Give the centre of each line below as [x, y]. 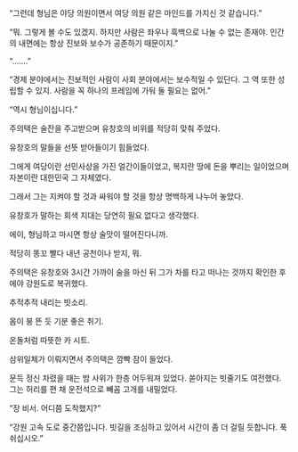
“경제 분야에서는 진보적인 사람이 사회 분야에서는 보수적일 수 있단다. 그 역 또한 [142, 79]
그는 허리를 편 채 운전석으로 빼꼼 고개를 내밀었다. [93, 389]
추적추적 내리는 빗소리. [48, 302]
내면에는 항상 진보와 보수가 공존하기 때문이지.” [98, 43]
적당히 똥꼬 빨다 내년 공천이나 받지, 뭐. [76, 253]
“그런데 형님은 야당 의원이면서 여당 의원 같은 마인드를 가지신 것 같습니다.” [136, 13]
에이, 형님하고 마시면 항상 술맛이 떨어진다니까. [89, 234]
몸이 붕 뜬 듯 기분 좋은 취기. [56, 321]
